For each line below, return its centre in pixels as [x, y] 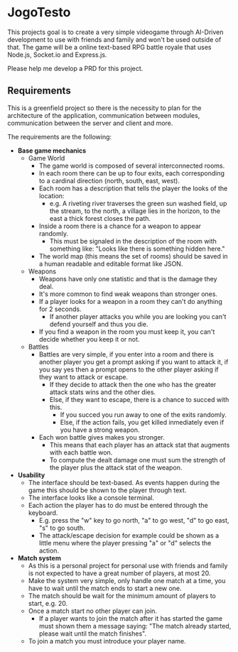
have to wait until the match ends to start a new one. [105, 588]
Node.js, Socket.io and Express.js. [57, 55]
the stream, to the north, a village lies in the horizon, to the [135, 211]
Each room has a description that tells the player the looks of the [133, 188]
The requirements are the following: [60, 136]
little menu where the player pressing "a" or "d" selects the [125, 543]
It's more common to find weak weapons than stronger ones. [128, 294]
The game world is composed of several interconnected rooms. [132, 165]
